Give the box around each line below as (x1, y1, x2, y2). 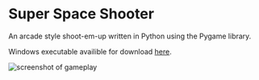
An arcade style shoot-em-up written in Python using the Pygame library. (8, 31, 252, 41)
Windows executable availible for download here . (8, 46, 172, 56)
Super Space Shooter (8, 5, 155, 23)
